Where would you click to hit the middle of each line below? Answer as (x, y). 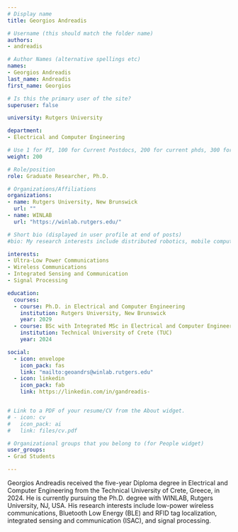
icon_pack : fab (42, 385)
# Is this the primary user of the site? (69, 99)
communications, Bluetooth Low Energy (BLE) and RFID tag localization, (112, 513)
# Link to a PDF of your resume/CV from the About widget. (96, 411)
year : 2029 (36, 320)
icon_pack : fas (42, 365)
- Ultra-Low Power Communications (58, 261)
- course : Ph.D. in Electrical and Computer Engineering (100, 306)
